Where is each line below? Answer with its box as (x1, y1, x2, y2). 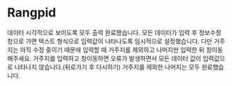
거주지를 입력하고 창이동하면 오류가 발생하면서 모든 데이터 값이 (33, 54, 202, 63)
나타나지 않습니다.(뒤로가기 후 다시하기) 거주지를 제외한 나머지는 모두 (14, 63, 201, 71)
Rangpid (7, 5, 57, 21)
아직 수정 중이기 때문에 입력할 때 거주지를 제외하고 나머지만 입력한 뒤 (19, 45, 205, 54)
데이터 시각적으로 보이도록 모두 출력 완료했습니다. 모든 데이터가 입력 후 (7, 28, 197, 36)
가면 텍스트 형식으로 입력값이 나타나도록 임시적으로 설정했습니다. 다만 (25, 36, 213, 45)
